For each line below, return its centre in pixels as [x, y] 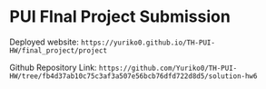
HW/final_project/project [58, 50]
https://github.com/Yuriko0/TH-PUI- [168, 68]
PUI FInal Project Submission [120, 17]
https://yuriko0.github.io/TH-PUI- [148, 43]
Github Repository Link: [53, 67]
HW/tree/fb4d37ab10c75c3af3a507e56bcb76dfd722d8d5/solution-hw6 [133, 76]
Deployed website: [44, 42]
